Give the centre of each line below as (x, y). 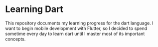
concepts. (15, 39)
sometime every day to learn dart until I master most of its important (75, 33)
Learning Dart (34, 9)
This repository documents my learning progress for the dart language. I (79, 23)
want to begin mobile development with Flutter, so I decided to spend (76, 28)
